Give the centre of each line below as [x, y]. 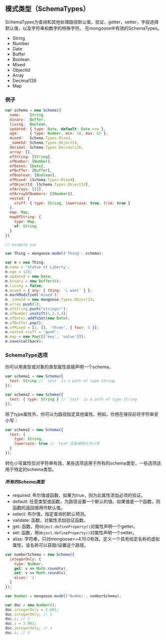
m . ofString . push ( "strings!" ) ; [37, 309]
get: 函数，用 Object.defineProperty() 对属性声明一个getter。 [75, 526]
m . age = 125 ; [19, 272]
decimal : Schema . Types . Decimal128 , [47, 148]
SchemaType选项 [27, 355]
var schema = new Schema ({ [33, 110]
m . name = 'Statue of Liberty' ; [38, 267]
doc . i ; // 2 [17, 619]
